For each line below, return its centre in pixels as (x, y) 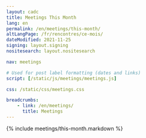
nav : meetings (24, 62)
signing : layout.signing (37, 46)
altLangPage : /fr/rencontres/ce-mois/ (55, 34)
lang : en (17, 23)
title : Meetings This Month (41, 17)
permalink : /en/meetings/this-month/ (53, 29)
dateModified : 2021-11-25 (38, 40)
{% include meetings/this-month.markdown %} (65, 128)
